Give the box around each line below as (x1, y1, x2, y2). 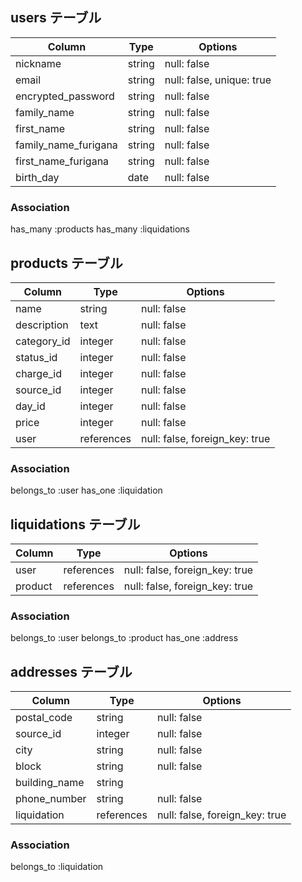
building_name (15, 776, 85, 790)
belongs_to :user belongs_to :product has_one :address (10, 632, 239, 644)
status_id (15, 350, 58, 364)
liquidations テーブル (10, 516, 141, 533)
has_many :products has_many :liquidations (10, 223, 190, 235)
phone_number (15, 792, 87, 806)
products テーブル (10, 254, 123, 272)
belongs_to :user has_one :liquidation (10, 484, 163, 497)
